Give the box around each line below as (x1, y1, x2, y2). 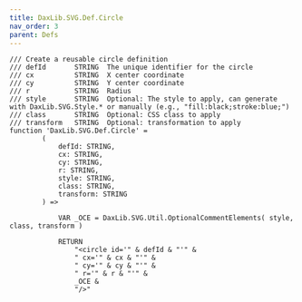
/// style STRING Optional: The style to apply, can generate (9, 94, 278, 104)
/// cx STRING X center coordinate (9, 71, 184, 80)
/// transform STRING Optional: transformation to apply (9, 119, 242, 128)
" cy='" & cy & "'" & (73, 261, 156, 270)
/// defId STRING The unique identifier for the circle (9, 63, 254, 73)
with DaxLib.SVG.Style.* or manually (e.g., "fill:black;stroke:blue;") (9, 102, 290, 112)
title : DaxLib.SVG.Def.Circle (9, 13, 124, 23)
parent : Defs (9, 30, 59, 39)
